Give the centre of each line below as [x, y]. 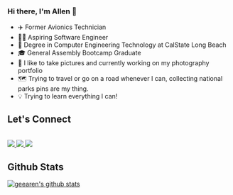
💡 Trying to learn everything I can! [67, 96]
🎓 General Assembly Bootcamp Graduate [79, 53]
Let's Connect [39, 119]
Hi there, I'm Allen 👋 [42, 11]
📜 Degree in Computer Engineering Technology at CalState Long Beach [122, 45]
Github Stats [36, 167]
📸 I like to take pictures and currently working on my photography [113, 63]
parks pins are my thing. [53, 89]
